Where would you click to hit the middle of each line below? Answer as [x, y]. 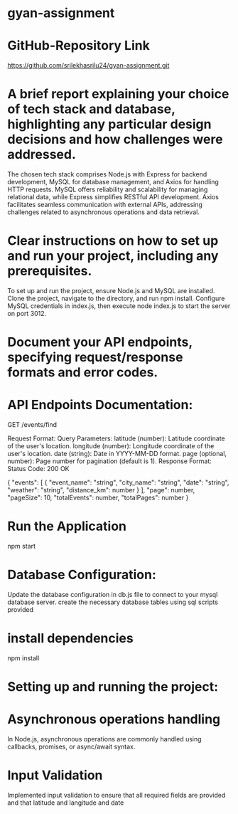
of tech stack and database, [91, 109]
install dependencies [70, 639]
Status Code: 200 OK [38, 469]
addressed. [42, 155]
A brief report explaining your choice [118, 94]
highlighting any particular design [109, 124]
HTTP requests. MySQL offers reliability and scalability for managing [108, 189]
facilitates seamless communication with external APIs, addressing [105, 205]
